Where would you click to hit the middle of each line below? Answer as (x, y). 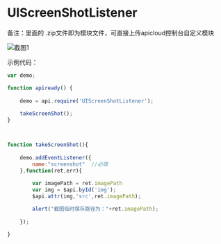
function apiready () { (40, 88)
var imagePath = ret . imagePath (77, 184)
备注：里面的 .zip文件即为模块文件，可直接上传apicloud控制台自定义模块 (111, 33)
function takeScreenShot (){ (48, 145)
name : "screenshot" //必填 (70, 164)
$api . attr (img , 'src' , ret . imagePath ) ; (87, 197)
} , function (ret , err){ (51, 171)
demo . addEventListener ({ (56, 157)
